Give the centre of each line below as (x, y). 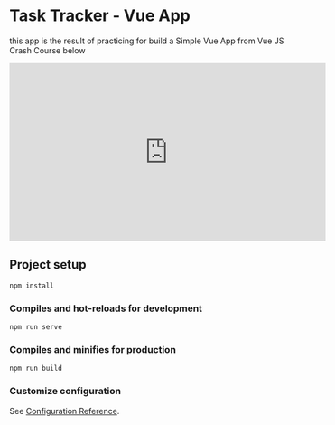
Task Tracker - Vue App (100, 16)
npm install (32, 286)
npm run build (36, 368)
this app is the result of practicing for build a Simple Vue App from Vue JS (147, 41)
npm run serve (36, 327)
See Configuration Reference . (65, 411)
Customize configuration (65, 392)
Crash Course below (47, 50)
